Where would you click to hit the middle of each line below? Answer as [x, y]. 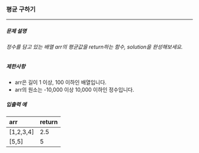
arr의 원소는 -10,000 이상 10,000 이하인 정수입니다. [74, 90]
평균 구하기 [21, 9]
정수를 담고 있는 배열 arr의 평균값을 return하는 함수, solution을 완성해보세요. [94, 47]
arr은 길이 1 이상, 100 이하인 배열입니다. [60, 82]
